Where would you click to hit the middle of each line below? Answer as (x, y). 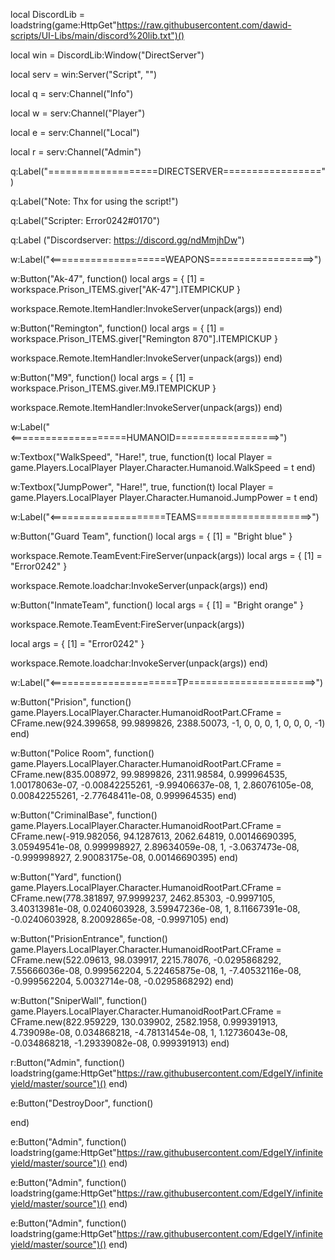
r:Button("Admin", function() (68, 1062)
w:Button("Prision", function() (71, 702)
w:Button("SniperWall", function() (79, 1000)
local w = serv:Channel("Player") (78, 113)
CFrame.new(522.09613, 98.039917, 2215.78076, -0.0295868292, (146, 960)
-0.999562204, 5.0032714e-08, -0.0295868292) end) (122, 981)
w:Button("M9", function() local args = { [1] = (102, 377)
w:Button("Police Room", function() (82, 753)
